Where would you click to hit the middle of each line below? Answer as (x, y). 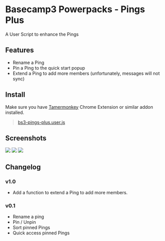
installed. (15, 112)
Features (20, 50)
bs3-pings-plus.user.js (41, 122)
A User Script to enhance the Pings (42, 34)
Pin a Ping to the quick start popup (49, 68)
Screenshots (26, 138)
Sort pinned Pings (31, 228)
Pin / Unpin (24, 222)
